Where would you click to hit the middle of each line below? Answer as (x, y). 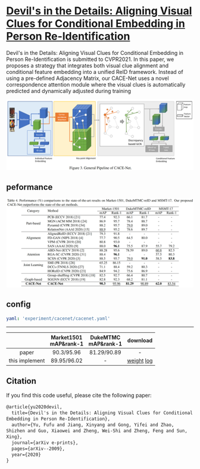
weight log (140, 361)
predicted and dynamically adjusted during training (69, 91)
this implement (27, 361)
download (140, 341)
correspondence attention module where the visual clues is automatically (96, 84)
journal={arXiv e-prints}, (45, 443)
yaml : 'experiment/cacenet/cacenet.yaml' (58, 319)
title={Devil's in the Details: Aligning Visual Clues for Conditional (102, 413)
